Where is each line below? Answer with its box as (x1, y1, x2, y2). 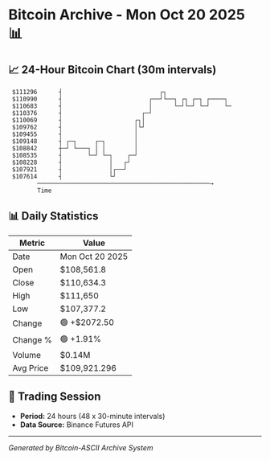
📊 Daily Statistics (8, 209, 99, 223)
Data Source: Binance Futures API (19, 420, 134, 429)
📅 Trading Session (8, 390, 101, 404)
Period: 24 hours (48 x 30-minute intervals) (19, 411, 166, 421)
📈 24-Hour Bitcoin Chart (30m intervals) (8, 63, 217, 76)
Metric (19, 237, 46, 248)
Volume (12, 349, 42, 360)
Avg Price (12, 362, 49, 373)
